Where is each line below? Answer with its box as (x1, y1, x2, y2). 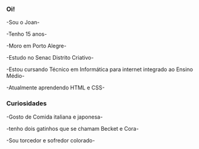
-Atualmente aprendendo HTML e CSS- (6, 84, 105, 91)
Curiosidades (6, 99, 47, 108)
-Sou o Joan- (6, 19, 40, 26)
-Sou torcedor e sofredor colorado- (6, 136, 95, 144)
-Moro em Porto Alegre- (6, 42, 67, 50)
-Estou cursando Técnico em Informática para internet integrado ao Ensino (6, 66, 194, 73)
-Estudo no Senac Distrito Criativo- (6, 54, 94, 61)
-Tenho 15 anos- (6, 30, 47, 38)
